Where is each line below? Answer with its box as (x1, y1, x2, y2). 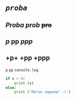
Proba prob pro (5, 21, 52, 29)
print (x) (14, 81, 34, 85)
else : (5, 85, 16, 90)
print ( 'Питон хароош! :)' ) (14, 90, 71, 95)
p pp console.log (5, 67, 39, 72)
